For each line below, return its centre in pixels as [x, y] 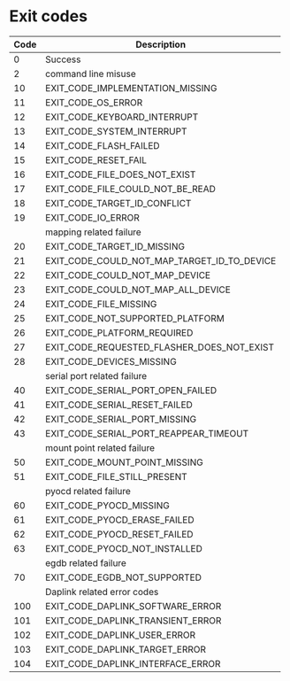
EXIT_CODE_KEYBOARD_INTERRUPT [122, 117]
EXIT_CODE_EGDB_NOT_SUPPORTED [123, 577]
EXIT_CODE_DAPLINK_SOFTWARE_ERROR [134, 606]
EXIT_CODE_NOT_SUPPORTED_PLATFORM [135, 318]
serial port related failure [96, 375]
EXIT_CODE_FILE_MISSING [101, 304]
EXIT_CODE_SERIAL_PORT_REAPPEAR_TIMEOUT [147, 433]
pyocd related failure [88, 491]
